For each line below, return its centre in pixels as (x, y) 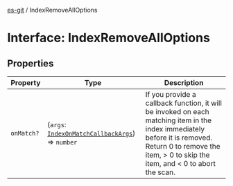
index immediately (175, 129)
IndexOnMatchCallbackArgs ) (92, 133)
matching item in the (179, 120)
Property (26, 83)
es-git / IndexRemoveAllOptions (52, 10)
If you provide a (171, 94)
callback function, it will (183, 103)
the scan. (160, 172)
